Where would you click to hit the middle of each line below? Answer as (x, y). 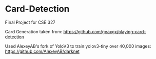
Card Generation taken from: (34, 31)
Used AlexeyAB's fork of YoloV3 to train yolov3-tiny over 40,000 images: (78, 46)
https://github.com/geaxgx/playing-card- (105, 31)
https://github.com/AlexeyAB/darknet (42, 51)
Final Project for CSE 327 (30, 22)
